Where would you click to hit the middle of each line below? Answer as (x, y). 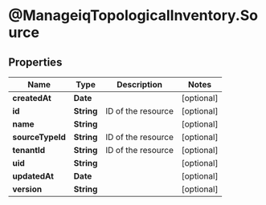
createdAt (32, 98)
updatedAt (33, 176)
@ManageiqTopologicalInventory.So (133, 16)
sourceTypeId (39, 137)
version (27, 189)
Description (139, 84)
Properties (35, 62)
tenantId (29, 150)
